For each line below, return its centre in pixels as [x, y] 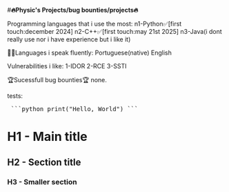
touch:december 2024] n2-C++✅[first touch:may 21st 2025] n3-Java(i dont [114, 31]
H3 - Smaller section [42, 182]
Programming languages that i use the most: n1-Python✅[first [94, 24]
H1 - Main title [47, 137]
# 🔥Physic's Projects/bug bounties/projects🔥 [73, 10]
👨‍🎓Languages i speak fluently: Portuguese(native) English [90, 52]
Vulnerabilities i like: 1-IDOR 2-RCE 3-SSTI [67, 66]
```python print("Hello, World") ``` [74, 109]
